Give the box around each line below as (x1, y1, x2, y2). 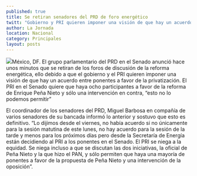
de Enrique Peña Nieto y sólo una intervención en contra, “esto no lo (6, 89, 171, 96)
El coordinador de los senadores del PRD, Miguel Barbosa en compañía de (6, 107, 186, 114)
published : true (6, 8, 46, 15)
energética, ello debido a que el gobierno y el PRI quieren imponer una (6, 70, 177, 77)
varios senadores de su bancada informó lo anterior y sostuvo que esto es (6, 113, 186, 120)
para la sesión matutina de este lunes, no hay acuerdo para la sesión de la (6, 126, 185, 133)
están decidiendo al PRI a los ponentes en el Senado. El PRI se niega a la (6, 138, 182, 145)
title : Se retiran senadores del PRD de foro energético (6, 14, 148, 20)
